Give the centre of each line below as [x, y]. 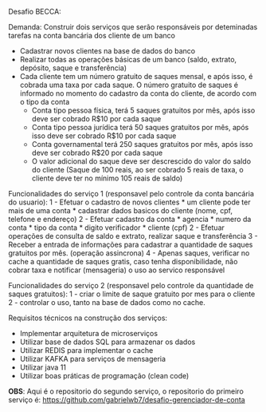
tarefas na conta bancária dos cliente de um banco [92, 36]
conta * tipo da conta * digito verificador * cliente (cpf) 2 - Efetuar [117, 228]
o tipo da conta [45, 102]
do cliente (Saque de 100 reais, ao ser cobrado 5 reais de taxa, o [138, 170]
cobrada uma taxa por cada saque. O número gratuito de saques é [129, 85]
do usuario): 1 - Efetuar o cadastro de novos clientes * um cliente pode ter [129, 202]
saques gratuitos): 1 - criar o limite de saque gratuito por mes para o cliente [132, 294]
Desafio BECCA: [35, 12]
